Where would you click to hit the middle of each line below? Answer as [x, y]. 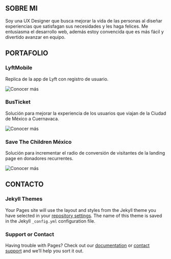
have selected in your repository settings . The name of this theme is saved [84, 215]
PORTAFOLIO [27, 53]
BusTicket [18, 102]
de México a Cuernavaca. [32, 118]
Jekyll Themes [24, 199]
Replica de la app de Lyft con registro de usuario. [57, 79]
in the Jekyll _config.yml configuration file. [50, 221]
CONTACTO [25, 185]
